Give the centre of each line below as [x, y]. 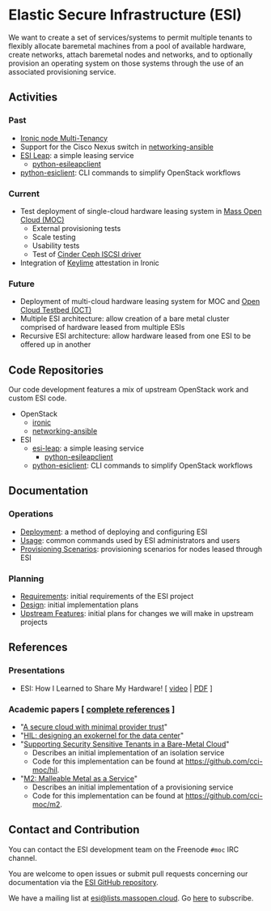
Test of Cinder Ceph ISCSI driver [87, 254]
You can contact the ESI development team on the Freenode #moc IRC [124, 849]
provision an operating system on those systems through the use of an [126, 63]
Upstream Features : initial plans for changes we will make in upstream [137, 614]
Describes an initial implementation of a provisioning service [133, 787]
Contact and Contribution [74, 830]
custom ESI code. [38, 398]
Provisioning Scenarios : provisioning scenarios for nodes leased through [141, 549]
